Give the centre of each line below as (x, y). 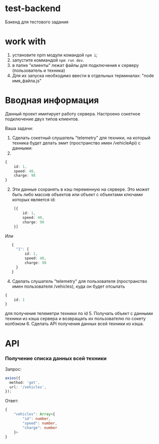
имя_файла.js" (27, 81)
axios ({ (13, 378)
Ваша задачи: (19, 128)
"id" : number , (37, 419)
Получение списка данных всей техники (56, 359)
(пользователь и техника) (39, 70)
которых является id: (34, 200)
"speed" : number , (40, 423)
